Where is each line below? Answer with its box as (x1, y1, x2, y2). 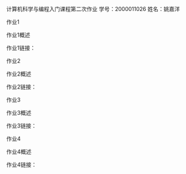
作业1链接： (6, 45, 35, 51)
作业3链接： (6, 122, 37, 129)
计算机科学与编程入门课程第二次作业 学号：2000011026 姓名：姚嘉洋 (6, 5, 180, 12)
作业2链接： (6, 83, 37, 90)
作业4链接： (6, 161, 37, 168)
